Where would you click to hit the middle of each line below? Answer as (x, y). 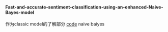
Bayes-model (20, 12)
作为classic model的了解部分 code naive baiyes (55, 24)
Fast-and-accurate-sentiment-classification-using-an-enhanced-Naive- (84, 7)
